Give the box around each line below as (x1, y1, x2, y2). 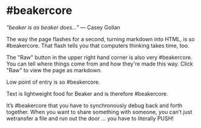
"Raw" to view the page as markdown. (6, 66, 102, 73)
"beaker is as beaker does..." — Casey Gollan (6, 24, 120, 31)
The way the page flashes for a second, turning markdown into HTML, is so (6, 35, 196, 42)
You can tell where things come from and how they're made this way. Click (6, 60, 193, 67)
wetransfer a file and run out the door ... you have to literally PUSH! (6, 115, 174, 122)
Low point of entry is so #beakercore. (6, 78, 100, 86)
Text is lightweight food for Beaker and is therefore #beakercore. (6, 90, 168, 97)
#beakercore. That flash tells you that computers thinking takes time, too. (6, 42, 189, 49)
